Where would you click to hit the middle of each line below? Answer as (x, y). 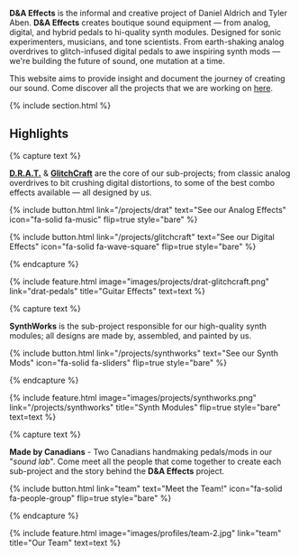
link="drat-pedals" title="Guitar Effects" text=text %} (107, 291)
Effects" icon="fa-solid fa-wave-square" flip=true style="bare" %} (133, 246)
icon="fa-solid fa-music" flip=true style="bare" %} (104, 219)
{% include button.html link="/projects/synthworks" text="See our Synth (144, 353)
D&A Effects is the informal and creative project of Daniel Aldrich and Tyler (149, 13)
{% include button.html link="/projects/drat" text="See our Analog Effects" (148, 209)
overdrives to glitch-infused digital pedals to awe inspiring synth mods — (145, 51)
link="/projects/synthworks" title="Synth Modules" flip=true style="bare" (145, 407)
